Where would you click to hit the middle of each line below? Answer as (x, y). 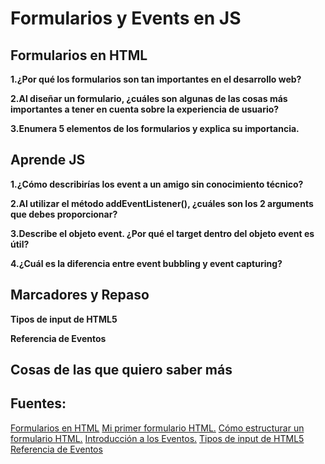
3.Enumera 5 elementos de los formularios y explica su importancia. (155, 128)
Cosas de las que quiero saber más (121, 370)
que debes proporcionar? (64, 214)
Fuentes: (38, 403)
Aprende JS (48, 160)
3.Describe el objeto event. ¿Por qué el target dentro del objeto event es (162, 233)
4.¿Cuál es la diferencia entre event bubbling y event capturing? (146, 263)
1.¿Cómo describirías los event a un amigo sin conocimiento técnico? (157, 184)
